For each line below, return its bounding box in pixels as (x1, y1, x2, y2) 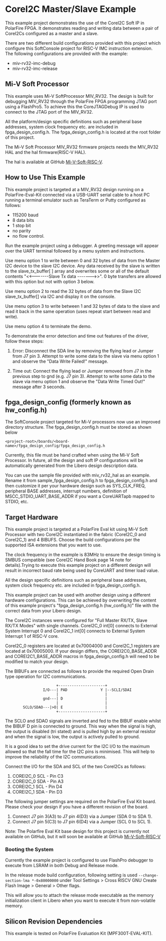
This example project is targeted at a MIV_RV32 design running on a (5, 186, 144, 192)
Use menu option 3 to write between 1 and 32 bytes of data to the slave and (5, 303, 160, 309)
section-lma (5, 878, 30, 883)
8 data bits (12, 217, 35, 223)
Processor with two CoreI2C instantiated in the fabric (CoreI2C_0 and (5, 532, 146, 538)
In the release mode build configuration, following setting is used (5, 872, 138, 878)
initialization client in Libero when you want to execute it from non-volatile (5, 897, 156, 904)
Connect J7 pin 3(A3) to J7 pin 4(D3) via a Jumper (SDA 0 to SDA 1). (12, 813, 153, 819)
